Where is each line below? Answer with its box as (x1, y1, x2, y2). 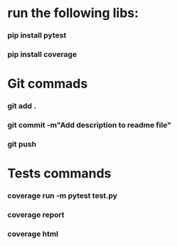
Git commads (7, 76, 88, 92)
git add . (7, 101, 37, 111)
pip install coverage (7, 50, 77, 60)
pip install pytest (7, 31, 66, 41)
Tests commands (7, 166, 112, 182)
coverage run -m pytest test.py (7, 191, 117, 200)
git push (7, 139, 37, 149)
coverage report (7, 210, 65, 220)
